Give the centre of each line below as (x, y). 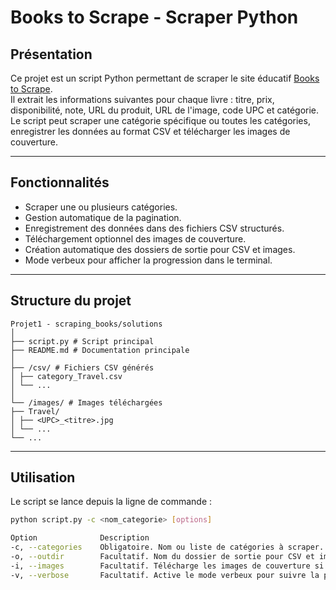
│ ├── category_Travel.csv (66, 376)
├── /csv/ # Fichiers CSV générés (82, 367)
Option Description (80, 538)
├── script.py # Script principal (82, 341)
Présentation (51, 54)
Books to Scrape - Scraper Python (154, 17)
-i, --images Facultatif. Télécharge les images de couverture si (167, 566)
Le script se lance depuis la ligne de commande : (111, 502)
